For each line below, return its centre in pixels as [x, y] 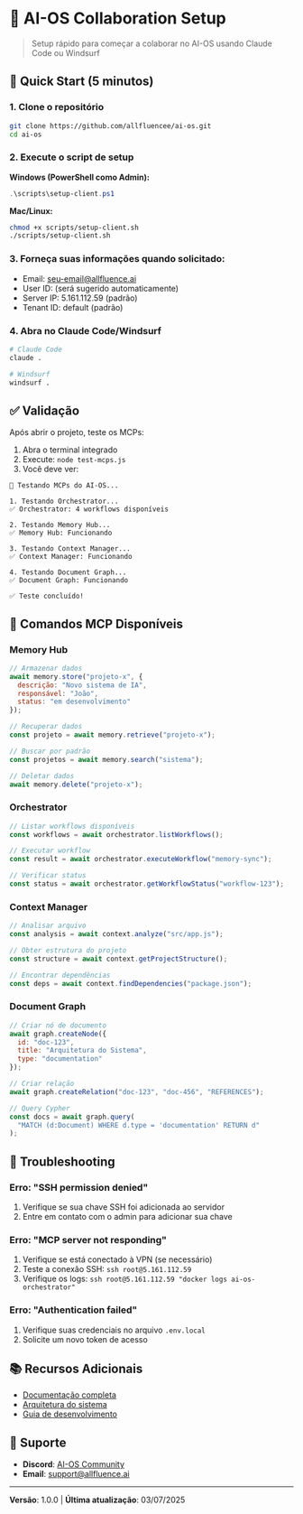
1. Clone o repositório [57, 107]
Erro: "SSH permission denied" [79, 1187]
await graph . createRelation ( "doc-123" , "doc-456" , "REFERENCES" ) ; [137, 1091]
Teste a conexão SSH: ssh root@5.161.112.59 [107, 1269]
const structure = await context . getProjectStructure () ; [119, 959]
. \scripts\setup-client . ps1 [62, 193]
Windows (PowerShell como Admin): [80, 177]
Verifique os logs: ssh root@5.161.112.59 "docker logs [125, 1279]
